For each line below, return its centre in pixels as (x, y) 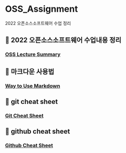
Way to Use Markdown (33, 86)
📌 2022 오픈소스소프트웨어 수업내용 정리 (63, 40)
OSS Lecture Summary (33, 54)
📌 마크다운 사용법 (30, 71)
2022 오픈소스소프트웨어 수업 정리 (38, 23)
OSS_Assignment (42, 9)
